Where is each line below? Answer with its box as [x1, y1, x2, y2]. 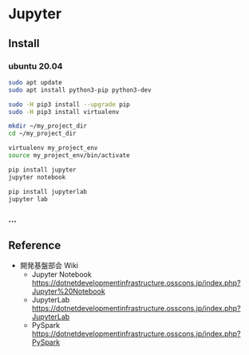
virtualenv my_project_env [8, 144, 98, 152]
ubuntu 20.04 [8, 61, 63, 72]
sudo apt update [8, 78, 62, 86]
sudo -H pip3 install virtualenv [8, 108, 120, 116]
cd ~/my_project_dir [8, 129, 77, 138]
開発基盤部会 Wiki [19, 261, 78, 270]
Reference [8, 239, 61, 252]
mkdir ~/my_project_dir [8, 122, 88, 130]
